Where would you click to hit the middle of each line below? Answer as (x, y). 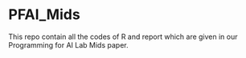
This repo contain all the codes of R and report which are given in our (123, 37)
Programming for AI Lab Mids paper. (68, 44)
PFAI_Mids (44, 15)
